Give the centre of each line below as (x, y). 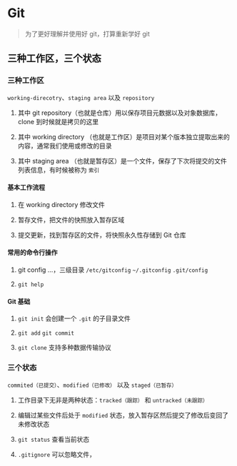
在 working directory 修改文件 (61, 204)
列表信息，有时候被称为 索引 (59, 170)
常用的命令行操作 (32, 253)
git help (31, 285)
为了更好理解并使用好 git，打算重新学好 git (87, 34)
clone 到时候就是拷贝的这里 (58, 121)
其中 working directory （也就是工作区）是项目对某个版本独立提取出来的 (123, 136)
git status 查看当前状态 (54, 439)
